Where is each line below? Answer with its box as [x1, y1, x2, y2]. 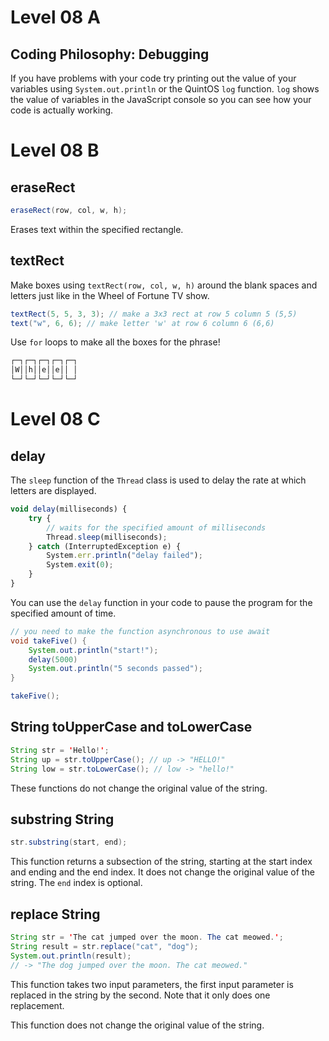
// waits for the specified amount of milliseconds [46, 522, 267, 533]
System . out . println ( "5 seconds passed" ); [28, 664, 203, 674]
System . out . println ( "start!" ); [28, 645, 159, 655]
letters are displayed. [10, 485, 97, 497]
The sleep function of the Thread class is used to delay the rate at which [10, 474, 307, 486]
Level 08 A [10, 6, 101, 29]
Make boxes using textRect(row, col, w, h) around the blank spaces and [10, 279, 318, 291]
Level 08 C [10, 408, 101, 431]
